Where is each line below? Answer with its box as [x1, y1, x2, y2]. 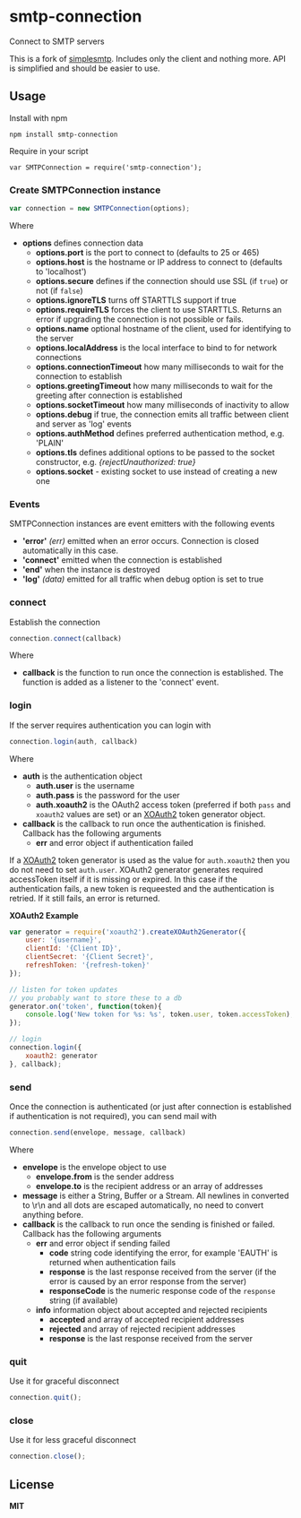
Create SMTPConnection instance [9, 184, 161, 196]
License [9, 1477, 55, 1492]
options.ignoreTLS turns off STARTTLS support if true [35, 294, 237, 306]
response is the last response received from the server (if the [48, 1266, 277, 1277]
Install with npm [9, 112, 68, 123]
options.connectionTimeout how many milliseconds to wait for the [35, 361, 284, 372]
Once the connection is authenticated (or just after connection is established [9, 1100, 292, 1112]
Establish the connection [9, 617, 100, 627]
